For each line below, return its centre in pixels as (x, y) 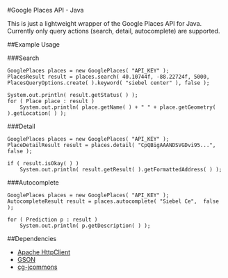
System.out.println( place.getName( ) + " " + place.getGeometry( (118, 107)
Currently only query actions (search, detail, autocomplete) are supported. (114, 31)
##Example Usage (34, 44)
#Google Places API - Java (46, 10)
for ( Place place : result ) (51, 101)
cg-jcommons (37, 267)
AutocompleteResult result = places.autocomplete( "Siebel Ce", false (113, 201)
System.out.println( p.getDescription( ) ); (85, 226)
